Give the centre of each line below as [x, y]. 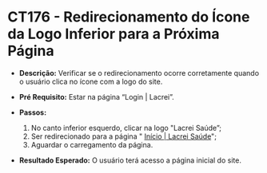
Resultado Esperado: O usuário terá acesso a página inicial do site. [130, 160]
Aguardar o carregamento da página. [92, 144]
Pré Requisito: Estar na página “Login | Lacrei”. [97, 96]
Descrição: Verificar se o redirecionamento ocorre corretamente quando [139, 73]
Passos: [33, 112]
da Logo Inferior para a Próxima [114, 34]
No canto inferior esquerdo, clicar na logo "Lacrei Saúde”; [126, 128]
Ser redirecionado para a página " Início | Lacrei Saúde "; [124, 136]
